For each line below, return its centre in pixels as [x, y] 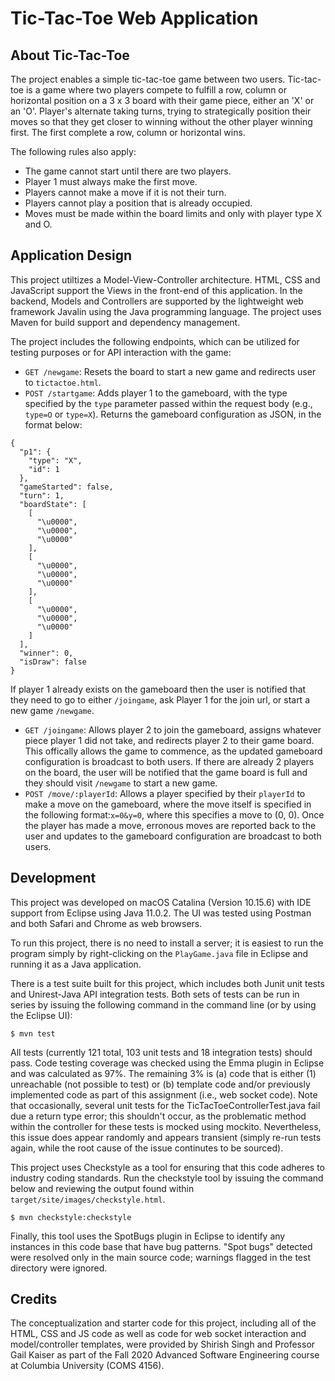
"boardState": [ [53, 504]
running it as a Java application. [76, 964]
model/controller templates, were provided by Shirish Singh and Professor [163, 1344]
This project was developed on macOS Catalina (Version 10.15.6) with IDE [161, 902]
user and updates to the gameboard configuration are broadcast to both [173, 836]
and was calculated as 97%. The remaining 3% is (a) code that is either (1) [163, 1073]
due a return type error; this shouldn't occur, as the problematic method [158, 1116]
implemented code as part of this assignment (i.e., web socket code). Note [164, 1094]
